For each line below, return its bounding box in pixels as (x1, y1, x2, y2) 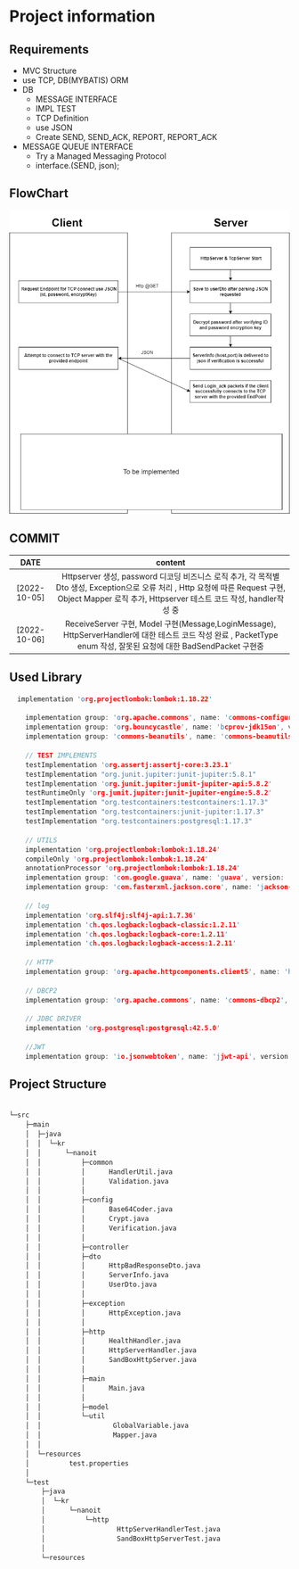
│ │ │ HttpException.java (25, 1309, 181, 1317)
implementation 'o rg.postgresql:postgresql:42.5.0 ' (25, 1024, 221, 1033)
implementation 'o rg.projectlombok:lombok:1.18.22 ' (17, 694, 214, 704)
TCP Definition (35, 113, 89, 123)
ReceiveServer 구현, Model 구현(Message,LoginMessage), (65, 618, 277, 630)
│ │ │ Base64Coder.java (25, 1205, 174, 1214)
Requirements (9, 42, 89, 57)
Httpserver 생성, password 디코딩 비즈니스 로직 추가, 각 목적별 (61, 571, 280, 582)
